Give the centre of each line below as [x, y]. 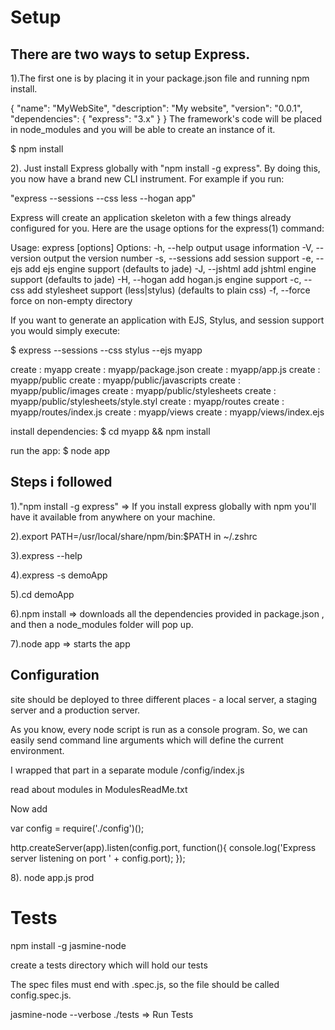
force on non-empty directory [71, 300]
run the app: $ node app [60, 450]
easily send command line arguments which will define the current [147, 740]
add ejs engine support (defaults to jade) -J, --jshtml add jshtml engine [170, 269]
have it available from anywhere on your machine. [113, 517]
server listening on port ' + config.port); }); [98, 858]
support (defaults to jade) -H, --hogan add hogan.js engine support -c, [156, 279]
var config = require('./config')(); [77, 828]
